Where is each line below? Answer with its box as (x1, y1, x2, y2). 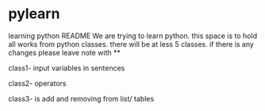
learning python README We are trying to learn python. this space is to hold (8, 31, 258, 40)
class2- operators (8, 78, 67, 88)
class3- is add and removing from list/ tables (8, 94, 155, 103)
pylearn (8, 5, 60, 23)
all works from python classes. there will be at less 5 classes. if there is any (8, 39, 254, 48)
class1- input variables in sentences (8, 63, 125, 72)
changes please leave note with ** (8, 48, 121, 57)
